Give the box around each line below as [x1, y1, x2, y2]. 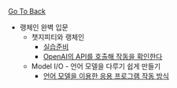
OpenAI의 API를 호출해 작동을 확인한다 [42, 52, 163, 61]
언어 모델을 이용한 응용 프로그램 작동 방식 [42, 72, 169, 80]
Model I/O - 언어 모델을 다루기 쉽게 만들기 [31, 62, 161, 71]
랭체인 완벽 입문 [19, 23, 68, 32]
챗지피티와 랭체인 [31, 33, 85, 41]
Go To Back [8, 7, 46, 16]
